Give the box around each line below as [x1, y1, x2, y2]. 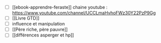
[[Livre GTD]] [12, 15, 40, 21]
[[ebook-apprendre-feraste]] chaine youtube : [12, 4, 108, 10]
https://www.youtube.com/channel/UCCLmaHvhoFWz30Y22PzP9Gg [12, 10, 156, 16]
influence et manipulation [12, 21, 65, 27]
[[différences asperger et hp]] [12, 32, 74, 38]
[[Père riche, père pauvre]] [12, 26, 68, 32]
